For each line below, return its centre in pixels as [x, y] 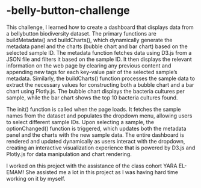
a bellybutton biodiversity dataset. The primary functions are [81, 33]
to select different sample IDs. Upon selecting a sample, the [80, 122]
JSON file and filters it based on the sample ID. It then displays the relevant [99, 59]
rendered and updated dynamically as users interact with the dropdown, [96, 141]
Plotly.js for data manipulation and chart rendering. [69, 154]
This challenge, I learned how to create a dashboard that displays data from [100, 27]
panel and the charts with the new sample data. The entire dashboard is [95, 135]
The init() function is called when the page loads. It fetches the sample [94, 109]
